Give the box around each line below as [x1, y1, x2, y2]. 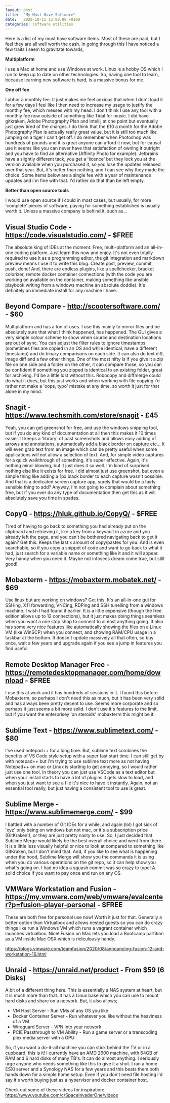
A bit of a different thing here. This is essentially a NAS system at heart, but [5, 987, 162, 993]
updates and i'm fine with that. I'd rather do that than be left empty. [5, 177, 145, 183]
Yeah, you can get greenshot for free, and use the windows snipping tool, [5, 424, 158, 431]
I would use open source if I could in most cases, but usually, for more [5, 197, 152, 203]
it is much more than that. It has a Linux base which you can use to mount [5, 992, 159, 999]
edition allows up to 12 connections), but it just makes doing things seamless [5, 613, 165, 619]
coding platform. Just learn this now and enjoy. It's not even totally [14, 250, 153, 256]
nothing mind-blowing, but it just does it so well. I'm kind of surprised [5, 462, 150, 468]
